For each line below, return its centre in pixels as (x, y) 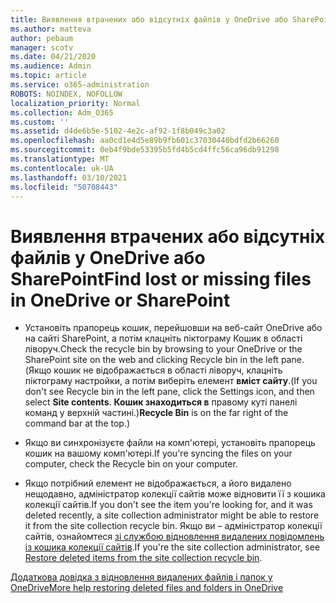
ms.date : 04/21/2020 (53, 57)
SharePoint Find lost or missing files (161, 278)
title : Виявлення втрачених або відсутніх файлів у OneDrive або (149, 19)
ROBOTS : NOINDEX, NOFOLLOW (66, 94)
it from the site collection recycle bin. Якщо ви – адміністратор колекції (173, 526)
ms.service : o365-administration (80, 85)
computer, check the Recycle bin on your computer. (131, 464)
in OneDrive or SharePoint (120, 300)
